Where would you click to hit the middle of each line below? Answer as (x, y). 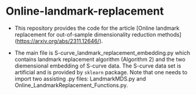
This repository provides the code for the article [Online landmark (97, 28)
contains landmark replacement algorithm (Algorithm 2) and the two (100, 59)
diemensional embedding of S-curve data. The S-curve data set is (98, 66)
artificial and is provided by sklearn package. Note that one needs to (101, 72)
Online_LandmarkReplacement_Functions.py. (71, 85)
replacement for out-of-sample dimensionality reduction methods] (98, 34)
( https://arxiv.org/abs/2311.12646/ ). (59, 41)
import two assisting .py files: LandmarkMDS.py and (80, 79)
